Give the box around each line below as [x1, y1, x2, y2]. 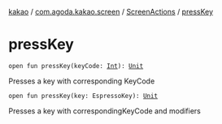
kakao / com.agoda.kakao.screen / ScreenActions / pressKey [8, 7, 214, 16]
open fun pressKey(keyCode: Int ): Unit [8, 62, 144, 70]
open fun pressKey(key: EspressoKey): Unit [8, 92, 159, 100]
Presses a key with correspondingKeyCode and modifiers [8, 105, 202, 116]
